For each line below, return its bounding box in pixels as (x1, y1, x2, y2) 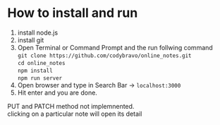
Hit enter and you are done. (17, 88, 97, 97)
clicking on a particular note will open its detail (7, 109, 142, 118)
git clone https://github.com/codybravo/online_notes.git (17, 52, 192, 59)
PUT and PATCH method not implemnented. (7, 102, 135, 110)
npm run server (17, 74, 63, 82)
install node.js (17, 28, 59, 37)
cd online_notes (17, 59, 66, 66)
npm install (17, 67, 53, 74)
